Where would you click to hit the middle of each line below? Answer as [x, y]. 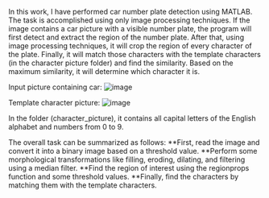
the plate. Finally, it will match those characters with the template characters [135, 54]
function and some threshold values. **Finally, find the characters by [124, 177]
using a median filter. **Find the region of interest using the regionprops [129, 168]
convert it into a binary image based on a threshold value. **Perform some [133, 151]
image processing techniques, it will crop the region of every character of [130, 46]
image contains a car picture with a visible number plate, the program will [130, 29]
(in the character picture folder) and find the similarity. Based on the [121, 63]
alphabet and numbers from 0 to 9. [66, 127]
